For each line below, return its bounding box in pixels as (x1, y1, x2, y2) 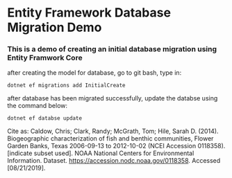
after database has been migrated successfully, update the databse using (7, 94, 218, 103)
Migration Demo (7, 19, 102, 35)
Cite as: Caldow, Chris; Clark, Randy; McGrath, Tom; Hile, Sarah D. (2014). (7, 127, 219, 136)
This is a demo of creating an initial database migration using (7, 44, 217, 54)
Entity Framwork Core (7, 53, 83, 63)
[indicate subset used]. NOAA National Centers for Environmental (7, 149, 194, 157)
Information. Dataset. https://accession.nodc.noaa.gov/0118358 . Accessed (7, 157, 221, 165)
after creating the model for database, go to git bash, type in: (7, 69, 182, 77)
